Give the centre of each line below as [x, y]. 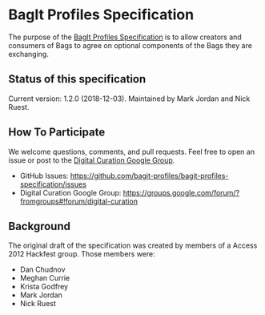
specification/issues [53, 184]
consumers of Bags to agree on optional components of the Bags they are [130, 45]
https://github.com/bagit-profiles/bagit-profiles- [149, 176]
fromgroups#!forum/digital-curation [79, 201]
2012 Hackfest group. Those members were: [82, 254]
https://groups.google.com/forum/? [181, 192]
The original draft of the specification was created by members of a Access [133, 245]
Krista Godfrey [44, 287]
